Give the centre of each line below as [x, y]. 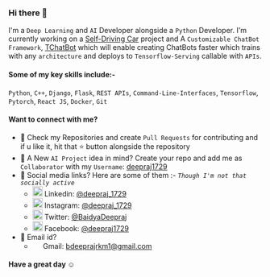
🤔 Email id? [38, 237]
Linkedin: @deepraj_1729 [85, 193]
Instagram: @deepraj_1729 [88, 205]
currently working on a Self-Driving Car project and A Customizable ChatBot [134, 39]
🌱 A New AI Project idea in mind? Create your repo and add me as [131, 158]
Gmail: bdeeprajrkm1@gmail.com [98, 246]
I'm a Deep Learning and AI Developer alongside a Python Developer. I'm [128, 31]
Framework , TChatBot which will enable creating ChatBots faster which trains [134, 48]
